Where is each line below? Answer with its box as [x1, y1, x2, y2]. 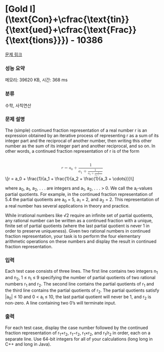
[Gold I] [5, 3, 36, 15]
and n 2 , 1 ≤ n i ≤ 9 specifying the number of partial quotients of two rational [5, 275, 156, 282]
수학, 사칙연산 [5, 102, 32, 108]
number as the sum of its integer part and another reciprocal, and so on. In [5, 143, 156, 149]
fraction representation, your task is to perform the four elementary [5, 234, 141, 239]
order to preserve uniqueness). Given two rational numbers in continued [5, 228, 151, 234]
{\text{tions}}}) [5, 35, 69, 46]
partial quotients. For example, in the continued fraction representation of [5, 191, 153, 197]
